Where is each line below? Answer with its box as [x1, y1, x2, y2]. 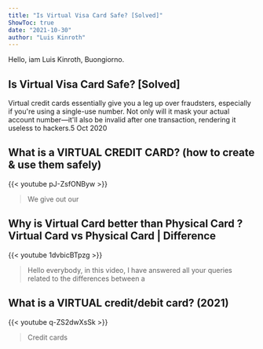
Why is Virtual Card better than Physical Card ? [8, 217, 243, 231]
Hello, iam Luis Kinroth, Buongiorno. [8, 55, 125, 64]
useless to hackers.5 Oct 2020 [8, 123, 108, 133]
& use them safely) [8, 158, 102, 172]
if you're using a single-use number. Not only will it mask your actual [8, 107, 230, 116]
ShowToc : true [8, 19, 55, 27]
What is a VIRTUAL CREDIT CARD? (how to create [8, 146, 255, 159]
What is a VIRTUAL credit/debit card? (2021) [8, 296, 229, 310]
